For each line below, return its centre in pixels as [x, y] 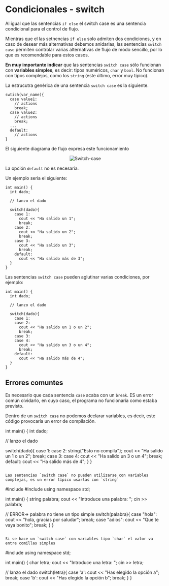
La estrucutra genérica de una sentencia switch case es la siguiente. [77, 85]
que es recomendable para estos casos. [47, 55]
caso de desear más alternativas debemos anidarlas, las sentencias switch [83, 44]
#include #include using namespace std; [48, 489]
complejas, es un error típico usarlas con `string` [62, 480]
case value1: [24, 99]
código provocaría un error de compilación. [50, 421]
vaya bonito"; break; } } [30, 525]
